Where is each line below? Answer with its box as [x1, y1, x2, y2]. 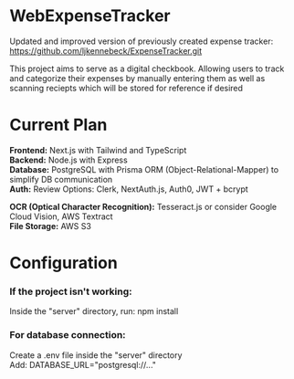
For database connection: [9, 329, 126, 342]
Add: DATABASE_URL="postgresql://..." [9, 359, 157, 370]
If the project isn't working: [9, 285, 132, 298]
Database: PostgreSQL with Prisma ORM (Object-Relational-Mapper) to [9, 163, 279, 174]
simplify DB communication [9, 174, 113, 184]
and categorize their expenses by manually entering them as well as [9, 72, 266, 83]
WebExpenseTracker [9, 5, 171, 26]
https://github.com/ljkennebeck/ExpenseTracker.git [9, 45, 203, 56]
